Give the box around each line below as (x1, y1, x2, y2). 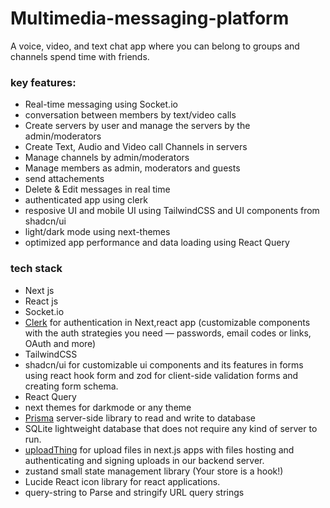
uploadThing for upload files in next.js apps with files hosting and (24, 443, 295, 456)
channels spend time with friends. (10, 50, 150, 62)
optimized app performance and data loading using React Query (24, 237, 290, 249)
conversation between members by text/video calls (24, 109, 237, 121)
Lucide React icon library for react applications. (24, 475, 221, 487)
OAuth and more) (24, 337, 97, 349)
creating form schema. (24, 380, 119, 392)
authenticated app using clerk (24, 194, 148, 206)
